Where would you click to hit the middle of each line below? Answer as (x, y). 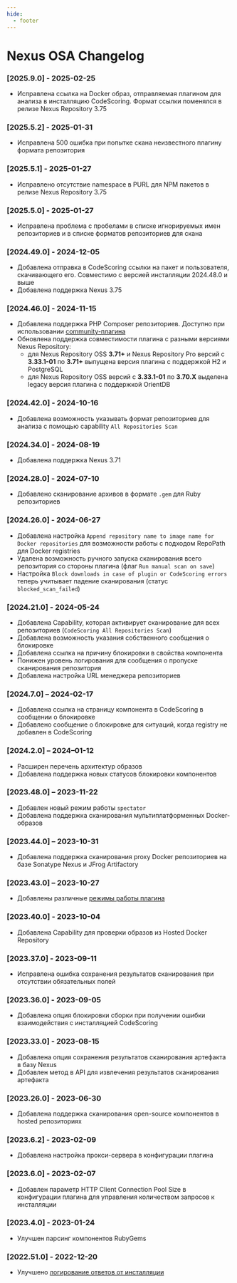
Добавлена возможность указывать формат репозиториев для (113, 418)
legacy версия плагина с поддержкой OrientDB (99, 385)
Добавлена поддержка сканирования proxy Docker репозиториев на (122, 857)
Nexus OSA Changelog (76, 56)
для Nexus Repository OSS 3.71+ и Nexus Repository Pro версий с (126, 354)
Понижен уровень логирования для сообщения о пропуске (107, 660)
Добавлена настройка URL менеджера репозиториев (99, 675)
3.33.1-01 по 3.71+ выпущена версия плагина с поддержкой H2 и (127, 362)
